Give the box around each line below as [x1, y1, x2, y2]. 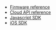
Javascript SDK [9, 15, 41, 20]
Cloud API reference [9, 9, 51, 15]
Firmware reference [9, 4, 50, 10]
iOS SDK [9, 20, 28, 26]
